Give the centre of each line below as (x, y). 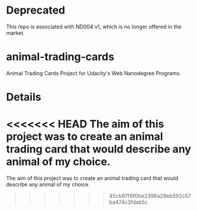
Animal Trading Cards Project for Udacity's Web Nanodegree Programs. (94, 73)
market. (15, 33)
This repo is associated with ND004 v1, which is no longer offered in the (94, 27)
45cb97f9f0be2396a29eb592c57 (150, 196)
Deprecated (36, 10)
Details (24, 97)
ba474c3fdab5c (129, 202)
